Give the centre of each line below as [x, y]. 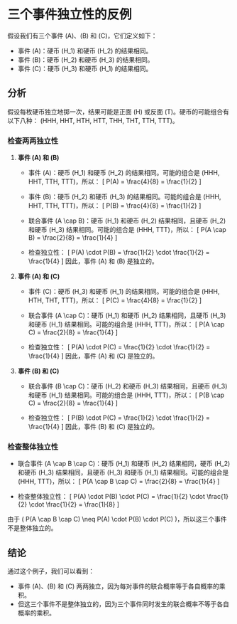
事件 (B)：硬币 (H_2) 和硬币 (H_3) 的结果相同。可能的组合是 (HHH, [125, 197]
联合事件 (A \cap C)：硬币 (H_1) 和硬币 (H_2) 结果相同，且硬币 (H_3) [127, 316]
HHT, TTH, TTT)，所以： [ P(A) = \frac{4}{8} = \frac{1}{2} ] [115, 181]
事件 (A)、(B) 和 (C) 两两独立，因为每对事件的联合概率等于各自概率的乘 [121, 586]
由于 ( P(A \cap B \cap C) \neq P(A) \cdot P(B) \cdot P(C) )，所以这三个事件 [117, 519]
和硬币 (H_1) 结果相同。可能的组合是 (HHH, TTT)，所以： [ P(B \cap [126, 395]
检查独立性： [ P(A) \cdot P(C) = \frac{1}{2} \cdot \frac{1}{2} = [119, 347]
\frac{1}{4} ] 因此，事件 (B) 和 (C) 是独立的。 [93, 427]
